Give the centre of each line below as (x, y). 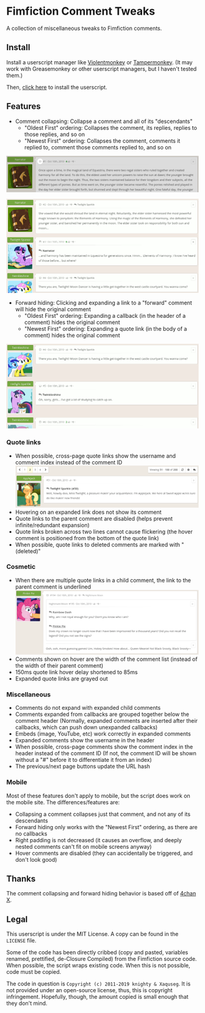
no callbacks (31, 834)
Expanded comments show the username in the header (85, 740)
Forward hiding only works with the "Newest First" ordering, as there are (106, 827)
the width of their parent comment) (59, 666)
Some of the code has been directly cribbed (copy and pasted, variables (97, 952)
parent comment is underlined (53, 587)
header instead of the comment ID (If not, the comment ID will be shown (106, 753)
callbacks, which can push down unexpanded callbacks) (86, 728)
